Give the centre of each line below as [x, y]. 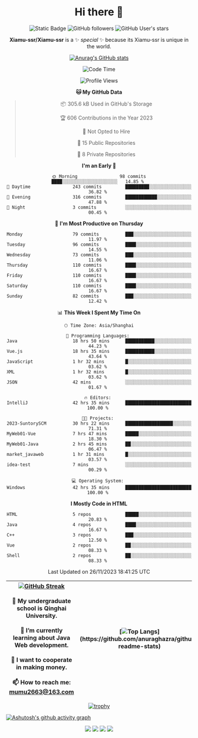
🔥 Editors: [98, 398]
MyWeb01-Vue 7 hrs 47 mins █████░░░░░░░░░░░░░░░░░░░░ [99, 433]
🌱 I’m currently [42, 630]
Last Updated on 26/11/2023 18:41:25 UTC [99, 571]
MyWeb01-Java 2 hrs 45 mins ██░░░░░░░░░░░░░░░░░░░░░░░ [99, 444]
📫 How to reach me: [41, 682]
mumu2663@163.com [42, 691]
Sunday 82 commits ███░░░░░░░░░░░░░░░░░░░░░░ [99, 296]
